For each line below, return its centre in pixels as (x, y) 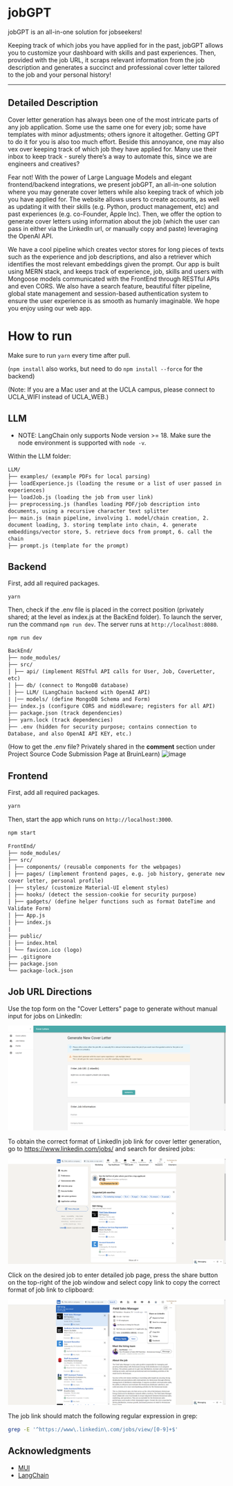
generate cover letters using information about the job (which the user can (114, 221)
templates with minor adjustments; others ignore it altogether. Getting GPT (114, 134)
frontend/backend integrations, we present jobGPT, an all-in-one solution (112, 184)
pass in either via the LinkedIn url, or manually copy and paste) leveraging (113, 228)
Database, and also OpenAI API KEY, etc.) (70, 734)
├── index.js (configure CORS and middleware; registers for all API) (112, 706)
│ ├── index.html (33, 943)
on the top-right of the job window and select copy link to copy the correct (114, 1282)
